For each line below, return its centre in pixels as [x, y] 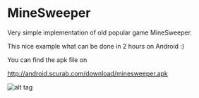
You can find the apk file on [47, 60]
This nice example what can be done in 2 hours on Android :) [96, 46]
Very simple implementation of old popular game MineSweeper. [100, 32]
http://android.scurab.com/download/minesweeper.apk [88, 73]
